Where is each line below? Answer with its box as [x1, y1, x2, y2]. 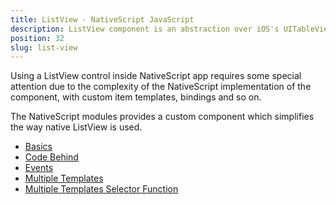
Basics [24, 141, 53, 153]
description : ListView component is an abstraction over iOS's [10, 24, 280, 34]
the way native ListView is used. [10, 121, 143, 133]
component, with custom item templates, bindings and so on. [10, 91, 262, 103]
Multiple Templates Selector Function [24, 183, 179, 195]
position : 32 [10, 33, 65, 43]
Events [24, 162, 54, 174]
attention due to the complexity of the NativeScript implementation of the [10, 81, 312, 93]
